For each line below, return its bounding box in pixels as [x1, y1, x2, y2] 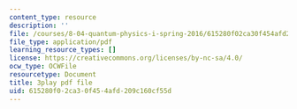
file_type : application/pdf [9, 37, 113, 47]
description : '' [9, 21, 69, 30]
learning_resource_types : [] [9, 46, 117, 54]
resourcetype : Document [9, 70, 97, 79]
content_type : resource [9, 12, 97, 22]
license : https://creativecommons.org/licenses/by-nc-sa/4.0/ [9, 54, 243, 62]
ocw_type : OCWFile [9, 62, 77, 71]
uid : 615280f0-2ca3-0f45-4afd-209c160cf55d [9, 86, 172, 95]
